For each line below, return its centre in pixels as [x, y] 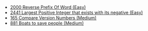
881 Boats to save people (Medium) [47, 23]
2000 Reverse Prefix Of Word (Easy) [48, 7]
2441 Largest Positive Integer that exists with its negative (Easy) [76, 12]
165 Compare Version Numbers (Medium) [53, 18]
